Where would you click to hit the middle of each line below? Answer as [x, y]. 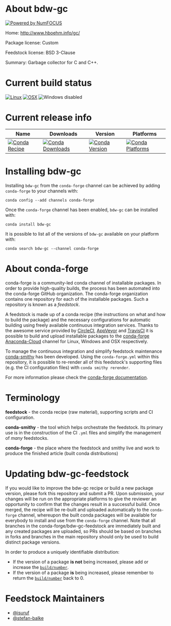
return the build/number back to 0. [48, 578]
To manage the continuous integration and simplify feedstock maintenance [84, 351]
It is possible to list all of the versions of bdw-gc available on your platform [82, 234]
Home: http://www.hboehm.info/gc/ [43, 33]
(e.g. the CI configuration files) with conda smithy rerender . [67, 367]
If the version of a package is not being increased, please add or [80, 562]
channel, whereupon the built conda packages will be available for [87, 515]
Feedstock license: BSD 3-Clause [40, 52]
